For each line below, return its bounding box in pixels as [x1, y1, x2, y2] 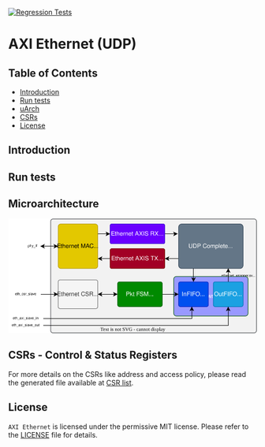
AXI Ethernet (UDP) [8, 35, 137, 53]
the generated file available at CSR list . [8, 378, 134, 387]
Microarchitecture [8, 197, 99, 210]
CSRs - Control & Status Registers [8, 348, 177, 362]
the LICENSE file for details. [8, 430, 99, 439]
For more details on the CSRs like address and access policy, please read [8, 369, 247, 378]
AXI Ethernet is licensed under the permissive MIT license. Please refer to [8, 422, 249, 431]
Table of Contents [8, 66, 99, 80]
